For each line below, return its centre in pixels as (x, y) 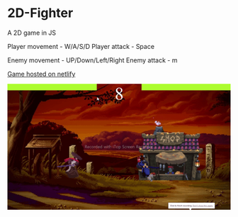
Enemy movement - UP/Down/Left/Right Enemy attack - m (92, 60)
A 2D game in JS (32, 33)
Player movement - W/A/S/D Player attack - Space (81, 46)
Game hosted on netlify (41, 74)
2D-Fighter (40, 13)
